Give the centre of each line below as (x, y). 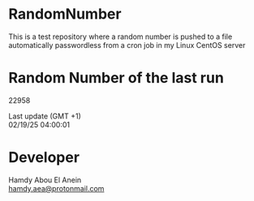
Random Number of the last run (116, 78)
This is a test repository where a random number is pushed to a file (121, 36)
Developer (44, 158)
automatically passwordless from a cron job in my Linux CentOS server (127, 45)
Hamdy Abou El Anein (45, 180)
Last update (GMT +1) (45, 116)
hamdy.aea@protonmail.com (56, 188)
